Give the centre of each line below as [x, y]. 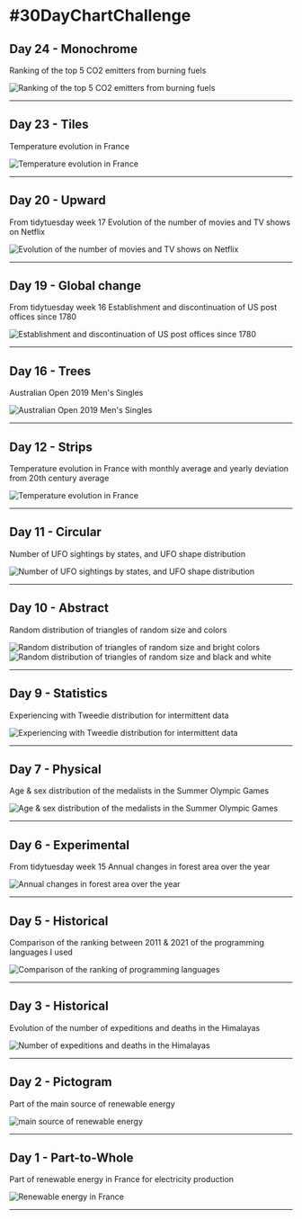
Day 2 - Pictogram [61, 1082]
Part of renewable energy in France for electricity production [122, 1179]
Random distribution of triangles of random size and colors [118, 630]
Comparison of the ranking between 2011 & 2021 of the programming [137, 942]
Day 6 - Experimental [70, 845]
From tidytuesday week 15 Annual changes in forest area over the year [140, 867]
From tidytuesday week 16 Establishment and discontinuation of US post [143, 308]
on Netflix [27, 231]
